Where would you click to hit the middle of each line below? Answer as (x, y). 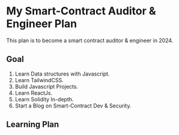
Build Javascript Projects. (46, 86)
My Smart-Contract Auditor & (81, 11)
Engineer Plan (41, 24)
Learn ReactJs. (34, 93)
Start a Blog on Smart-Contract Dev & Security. (73, 106)
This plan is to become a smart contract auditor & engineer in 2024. (90, 40)
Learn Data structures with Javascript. (62, 74)
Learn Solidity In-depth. (44, 99)
